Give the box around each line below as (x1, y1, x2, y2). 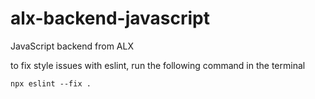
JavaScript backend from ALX (10, 40, 134, 52)
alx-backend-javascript (10, 7, 210, 30)
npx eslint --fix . (10, 78, 92, 89)
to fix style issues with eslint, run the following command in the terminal (10, 59, 306, 71)
